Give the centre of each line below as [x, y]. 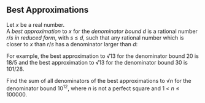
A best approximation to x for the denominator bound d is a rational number [102, 31]
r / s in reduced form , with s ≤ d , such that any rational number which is [95, 37]
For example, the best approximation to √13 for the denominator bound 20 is [103, 56]
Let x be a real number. [36, 24]
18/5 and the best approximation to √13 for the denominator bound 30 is [97, 62]
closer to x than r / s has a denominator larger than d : [72, 44]
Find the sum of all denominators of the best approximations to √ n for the [99, 80]
